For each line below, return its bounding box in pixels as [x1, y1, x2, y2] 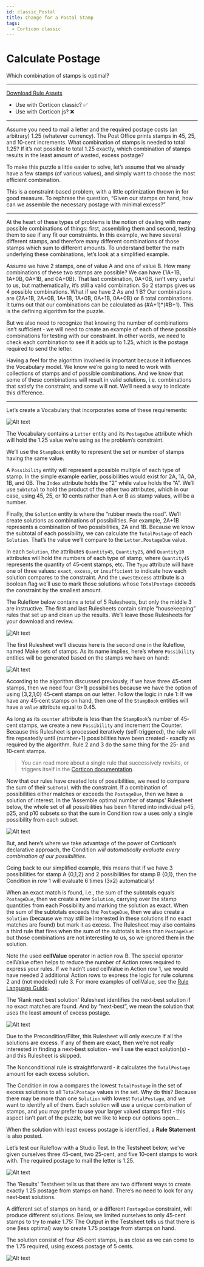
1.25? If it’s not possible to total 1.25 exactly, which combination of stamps [6, 145, 191, 152]
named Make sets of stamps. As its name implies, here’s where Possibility [6, 647, 195, 655]
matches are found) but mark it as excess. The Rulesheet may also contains [6, 921, 196, 928]
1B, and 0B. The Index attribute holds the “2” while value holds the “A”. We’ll [6, 479, 195, 487]
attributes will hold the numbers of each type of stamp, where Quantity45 [6, 555, 189, 562]
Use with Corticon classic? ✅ [15, 101, 88, 109]
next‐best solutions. [6, 1194, 56, 1201]
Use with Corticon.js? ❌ [15, 108, 75, 115]
